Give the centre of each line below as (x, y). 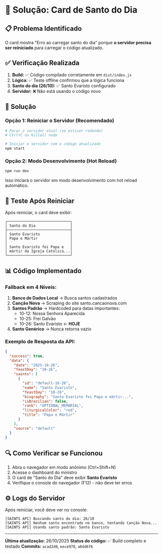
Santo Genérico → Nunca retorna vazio (52, 329)
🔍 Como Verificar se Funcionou (54, 453)
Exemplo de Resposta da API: (40, 341)
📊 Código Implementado (43, 271)
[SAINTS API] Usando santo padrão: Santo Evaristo (57, 527)
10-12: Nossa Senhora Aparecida (52, 313)
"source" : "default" (34, 428)
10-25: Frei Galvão (38, 319)
